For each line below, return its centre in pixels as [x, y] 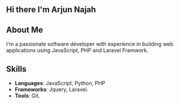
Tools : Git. [27, 96]
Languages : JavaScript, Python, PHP [60, 83]
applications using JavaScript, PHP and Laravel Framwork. [77, 50]
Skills [16, 69]
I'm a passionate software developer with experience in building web [90, 44]
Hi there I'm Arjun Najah [51, 10]
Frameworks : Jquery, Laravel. [51, 90]
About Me [25, 30]
